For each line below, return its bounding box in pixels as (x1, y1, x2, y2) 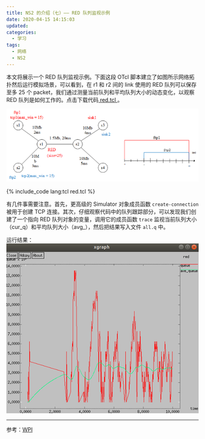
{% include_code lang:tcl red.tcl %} (6, 187, 96, 195)
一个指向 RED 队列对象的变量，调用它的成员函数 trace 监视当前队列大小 (16, 216, 197, 223)
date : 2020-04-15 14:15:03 (6, 16, 75, 23)
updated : (6, 23, 29, 29)
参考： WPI (6, 426, 33, 434)
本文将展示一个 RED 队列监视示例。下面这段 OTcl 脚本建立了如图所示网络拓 (6, 73, 195, 81)
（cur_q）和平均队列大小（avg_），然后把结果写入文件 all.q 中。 (6, 223, 169, 230)
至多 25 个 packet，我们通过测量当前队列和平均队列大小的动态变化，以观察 (6, 89, 195, 96)
